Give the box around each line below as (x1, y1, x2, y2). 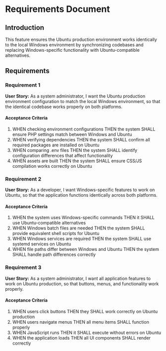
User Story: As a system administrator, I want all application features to (5, 275, 151, 281)
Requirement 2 (5, 175, 42, 182)
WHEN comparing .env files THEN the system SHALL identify (12, 147, 138, 153)
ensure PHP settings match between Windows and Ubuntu (12, 131, 132, 137)
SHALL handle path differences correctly (12, 251, 96, 257)
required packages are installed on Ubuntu (12, 142, 100, 148)
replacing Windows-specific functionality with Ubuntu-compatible (5, 47, 140, 53)
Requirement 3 (5, 264, 42, 271)
